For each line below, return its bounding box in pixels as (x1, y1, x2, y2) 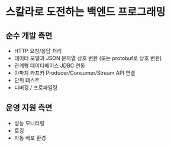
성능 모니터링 (14, 119, 45, 126)
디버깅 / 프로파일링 (14, 84, 57, 91)
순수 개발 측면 (5, 31, 53, 41)
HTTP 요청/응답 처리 (14, 48, 62, 54)
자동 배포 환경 (14, 134, 46, 141)
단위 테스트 (14, 77, 40, 83)
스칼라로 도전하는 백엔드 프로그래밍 (5, 5, 166, 19)
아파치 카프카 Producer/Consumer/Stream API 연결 (14, 69, 135, 76)
